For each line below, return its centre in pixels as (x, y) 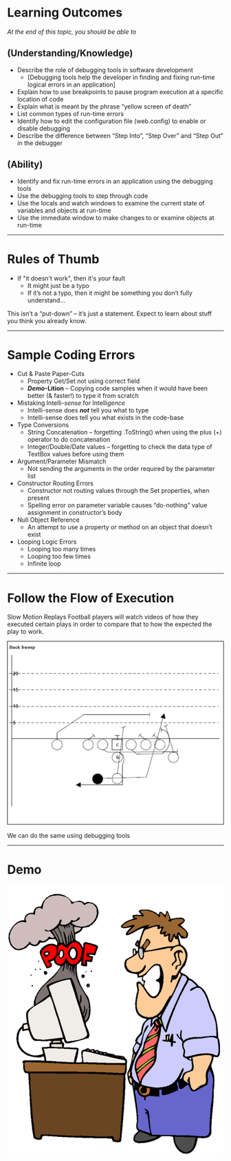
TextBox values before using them (76, 454)
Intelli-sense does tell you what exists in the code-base (106, 418)
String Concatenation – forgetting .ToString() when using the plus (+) (124, 432)
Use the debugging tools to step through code (82, 196)
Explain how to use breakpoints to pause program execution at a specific (120, 91)
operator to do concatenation (69, 440)
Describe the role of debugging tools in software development (105, 69)
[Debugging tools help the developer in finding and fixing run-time (121, 77)
